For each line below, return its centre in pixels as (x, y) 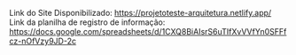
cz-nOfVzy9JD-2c (43, 41)
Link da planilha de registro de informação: (87, 22)
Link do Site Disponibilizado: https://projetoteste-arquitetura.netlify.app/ (140, 13)
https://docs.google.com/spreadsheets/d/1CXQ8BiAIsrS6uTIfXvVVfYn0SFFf (148, 31)
